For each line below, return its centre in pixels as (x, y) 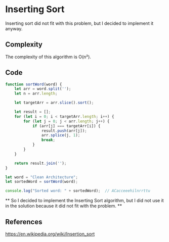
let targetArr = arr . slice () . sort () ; (54, 103)
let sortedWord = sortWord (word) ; (42, 182)
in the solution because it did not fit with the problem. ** (64, 206)
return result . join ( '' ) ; (40, 163)
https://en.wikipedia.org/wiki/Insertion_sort (50, 234)
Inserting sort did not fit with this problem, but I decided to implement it (79, 23)
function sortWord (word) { (34, 84)
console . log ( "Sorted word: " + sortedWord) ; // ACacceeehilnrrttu (78, 191)
